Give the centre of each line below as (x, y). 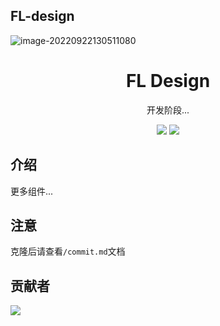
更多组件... (32, 191)
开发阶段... (168, 110)
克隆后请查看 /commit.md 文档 (68, 251)
